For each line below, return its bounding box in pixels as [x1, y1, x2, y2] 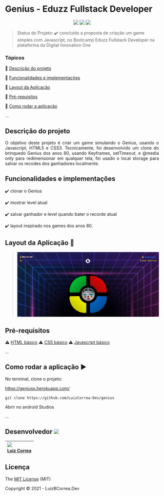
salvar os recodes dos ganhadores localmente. [5, 161, 100, 166]
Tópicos [5, 54, 25, 61]
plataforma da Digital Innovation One [17, 42, 91, 48]
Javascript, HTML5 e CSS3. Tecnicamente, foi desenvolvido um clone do [5, 145, 159, 151]
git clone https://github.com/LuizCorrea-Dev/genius [5, 395, 115, 400]
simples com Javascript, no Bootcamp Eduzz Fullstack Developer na [17, 37, 155, 42]
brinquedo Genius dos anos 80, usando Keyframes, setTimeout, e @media [5, 150, 159, 156]
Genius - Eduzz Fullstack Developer [5, 3, 153, 15]
